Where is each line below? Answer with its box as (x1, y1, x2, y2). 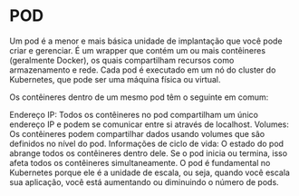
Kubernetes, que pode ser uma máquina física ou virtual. (9, 73, 221, 84)
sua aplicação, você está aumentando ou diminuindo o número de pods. (9, 176, 279, 187)
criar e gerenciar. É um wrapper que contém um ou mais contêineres (9, 44, 265, 55)
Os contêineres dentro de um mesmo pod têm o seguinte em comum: (9, 92, 269, 103)
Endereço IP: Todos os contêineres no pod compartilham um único (9, 109, 258, 120)
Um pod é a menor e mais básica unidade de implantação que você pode (9, 35, 283, 46)
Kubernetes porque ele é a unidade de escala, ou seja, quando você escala (9, 167, 290, 178)
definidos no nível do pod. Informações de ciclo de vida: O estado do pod (9, 138, 284, 149)
